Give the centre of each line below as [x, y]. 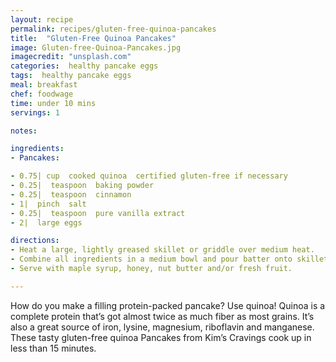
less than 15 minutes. [53, 348]
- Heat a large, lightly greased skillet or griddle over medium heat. [162, 250]
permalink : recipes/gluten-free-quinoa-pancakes [113, 29]
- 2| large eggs [46, 222]
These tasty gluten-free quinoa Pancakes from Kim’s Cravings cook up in [161, 337]
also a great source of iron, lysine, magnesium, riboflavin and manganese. [162, 327]
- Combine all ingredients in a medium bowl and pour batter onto [151, 259]
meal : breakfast [44, 85]
